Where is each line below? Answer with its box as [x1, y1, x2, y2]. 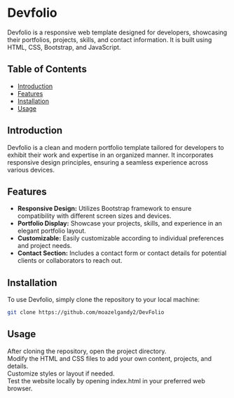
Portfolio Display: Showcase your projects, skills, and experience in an [17, 219, 223, 228]
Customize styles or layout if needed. [7, 369, 115, 378]
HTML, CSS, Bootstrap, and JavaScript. [7, 43, 121, 51]
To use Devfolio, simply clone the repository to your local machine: [7, 296, 200, 304]
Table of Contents [7, 63, 88, 75]
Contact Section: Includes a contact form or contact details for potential [17, 249, 227, 257]
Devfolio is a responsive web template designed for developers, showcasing [7, 28, 228, 36]
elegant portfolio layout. [17, 226, 86, 235]
